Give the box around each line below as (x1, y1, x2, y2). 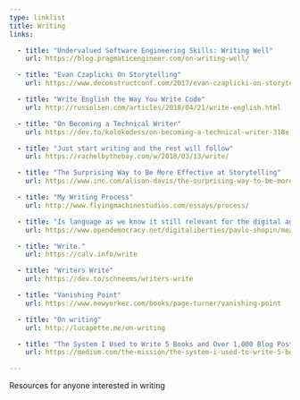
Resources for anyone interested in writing (9, 380, 165, 391)
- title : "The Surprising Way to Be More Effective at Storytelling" (17, 168, 281, 177)
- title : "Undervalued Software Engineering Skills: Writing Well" (17, 46, 274, 55)
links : (9, 30, 34, 38)
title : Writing (9, 21, 66, 30)
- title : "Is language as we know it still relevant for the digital (17, 217, 281, 226)
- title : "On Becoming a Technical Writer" (17, 119, 181, 128)
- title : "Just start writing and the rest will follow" (17, 144, 234, 153)
